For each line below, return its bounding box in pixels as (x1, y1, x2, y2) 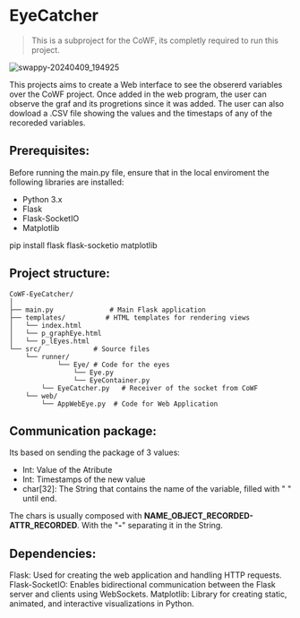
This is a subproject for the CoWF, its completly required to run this (30, 35, 279, 46)
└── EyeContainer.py (73, 375, 150, 385)
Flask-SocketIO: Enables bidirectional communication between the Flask (9, 579, 276, 590)
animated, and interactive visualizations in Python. (9, 598, 194, 609)
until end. (21, 494, 57, 504)
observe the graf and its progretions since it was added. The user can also (9, 98, 285, 108)
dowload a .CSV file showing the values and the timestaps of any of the (9, 107, 273, 118)
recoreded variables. (9, 117, 86, 128)
